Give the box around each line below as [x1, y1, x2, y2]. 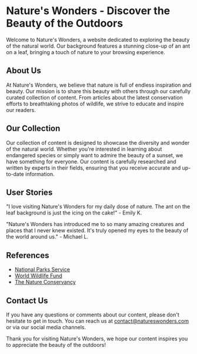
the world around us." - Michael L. [6, 233, 89, 240]
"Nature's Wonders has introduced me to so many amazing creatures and [6, 221, 185, 228]
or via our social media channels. [6, 324, 86, 330]
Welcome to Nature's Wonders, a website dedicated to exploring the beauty [6, 36, 190, 43]
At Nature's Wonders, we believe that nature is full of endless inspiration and [6, 81, 192, 88]
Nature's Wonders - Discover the [6, 4, 171, 18]
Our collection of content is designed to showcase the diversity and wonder [6, 139, 190, 146]
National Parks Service [14, 266, 71, 273]
